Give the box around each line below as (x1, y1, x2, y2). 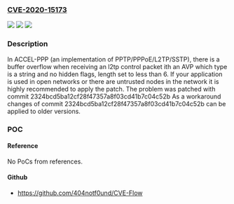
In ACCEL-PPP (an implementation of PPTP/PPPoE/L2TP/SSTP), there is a (7, 54, 220, 64)
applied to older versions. (7, 107, 81, 115)
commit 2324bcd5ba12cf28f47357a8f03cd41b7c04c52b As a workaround (7, 92, 221, 101)
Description (7, 39, 48, 49)
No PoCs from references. (7, 157, 83, 166)
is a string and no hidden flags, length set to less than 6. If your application (7, 70, 223, 78)
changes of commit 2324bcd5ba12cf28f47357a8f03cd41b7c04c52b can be (7, 99, 226, 108)
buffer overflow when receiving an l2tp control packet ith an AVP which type (7, 62, 228, 71)
